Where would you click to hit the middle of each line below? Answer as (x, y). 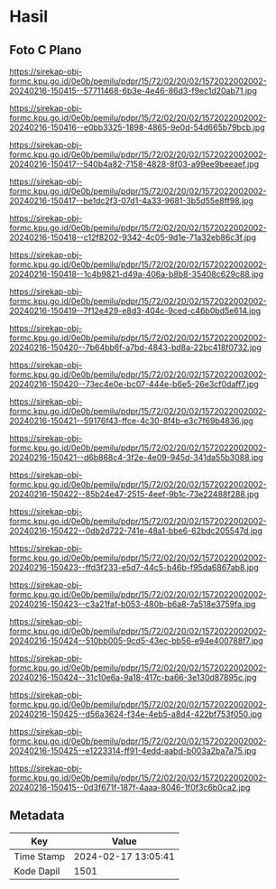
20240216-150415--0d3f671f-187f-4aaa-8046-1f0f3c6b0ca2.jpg (130, 787)
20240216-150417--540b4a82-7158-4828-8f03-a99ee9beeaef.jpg (134, 164)
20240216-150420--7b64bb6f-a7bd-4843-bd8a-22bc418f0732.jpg (135, 347)
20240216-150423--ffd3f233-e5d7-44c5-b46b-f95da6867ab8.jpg (134, 567)
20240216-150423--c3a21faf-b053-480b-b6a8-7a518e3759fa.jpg (133, 604)
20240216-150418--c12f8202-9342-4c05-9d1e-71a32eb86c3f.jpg (133, 237)
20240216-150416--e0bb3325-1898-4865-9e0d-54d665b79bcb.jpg (137, 127)
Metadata (37, 815)
